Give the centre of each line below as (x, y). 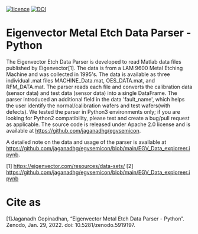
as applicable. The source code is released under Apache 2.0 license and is (98, 124)
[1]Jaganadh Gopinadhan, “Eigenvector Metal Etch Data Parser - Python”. (95, 219)
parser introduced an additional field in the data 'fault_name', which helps (95, 99)
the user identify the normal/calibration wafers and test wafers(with (88, 106)
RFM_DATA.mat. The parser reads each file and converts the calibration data (99, 87)
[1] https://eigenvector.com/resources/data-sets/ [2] (70, 166)
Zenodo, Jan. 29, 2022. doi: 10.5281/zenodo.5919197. (71, 225)
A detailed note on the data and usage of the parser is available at (86, 142)
